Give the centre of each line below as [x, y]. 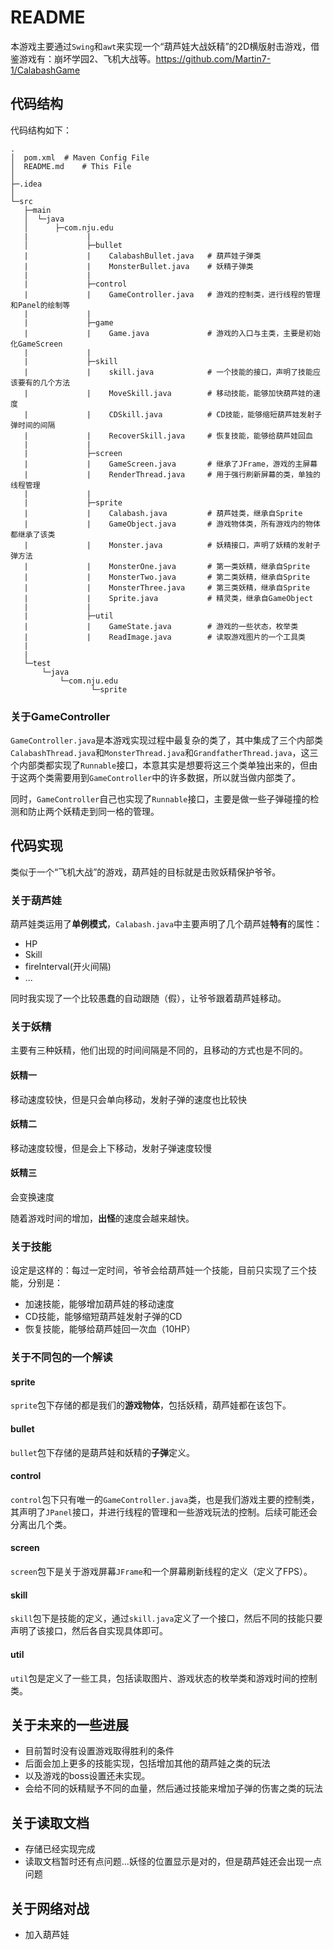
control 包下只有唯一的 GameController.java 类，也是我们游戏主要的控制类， [165, 1499]
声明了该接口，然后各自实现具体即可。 [89, 1631]
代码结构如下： [41, 130]
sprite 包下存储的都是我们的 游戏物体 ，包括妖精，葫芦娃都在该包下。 [151, 1405]
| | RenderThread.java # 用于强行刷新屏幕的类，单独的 [172, 474]
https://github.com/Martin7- [213, 58]
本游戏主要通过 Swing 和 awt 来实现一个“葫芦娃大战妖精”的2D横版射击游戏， [161, 46]
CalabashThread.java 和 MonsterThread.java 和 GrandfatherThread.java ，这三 [164, 753]
